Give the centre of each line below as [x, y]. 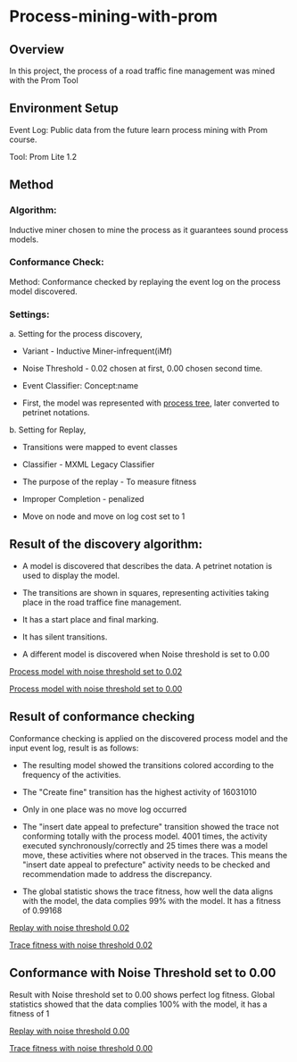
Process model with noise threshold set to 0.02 [96, 671]
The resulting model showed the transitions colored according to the [148, 765]
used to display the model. [71, 575]
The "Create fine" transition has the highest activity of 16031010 [139, 791]
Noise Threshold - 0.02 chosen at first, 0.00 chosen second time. [142, 369]
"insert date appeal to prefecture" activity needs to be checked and [146, 865]
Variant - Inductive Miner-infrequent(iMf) [97, 351]
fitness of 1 [29, 1013]
